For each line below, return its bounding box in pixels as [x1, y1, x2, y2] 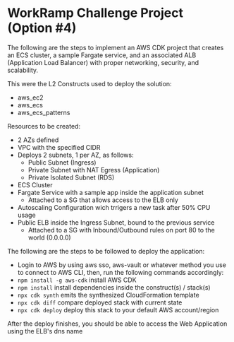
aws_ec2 [17, 93, 44, 102]
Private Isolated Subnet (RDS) [27, 173, 115, 182]
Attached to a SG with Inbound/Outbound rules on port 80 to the [27, 225, 215, 234]
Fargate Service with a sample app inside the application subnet [17, 188, 204, 196]
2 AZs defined [17, 136, 59, 144]
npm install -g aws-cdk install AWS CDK [17, 276, 137, 284]
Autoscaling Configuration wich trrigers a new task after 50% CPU [17, 203, 211, 211]
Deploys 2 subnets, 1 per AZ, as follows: [17, 151, 134, 159]
